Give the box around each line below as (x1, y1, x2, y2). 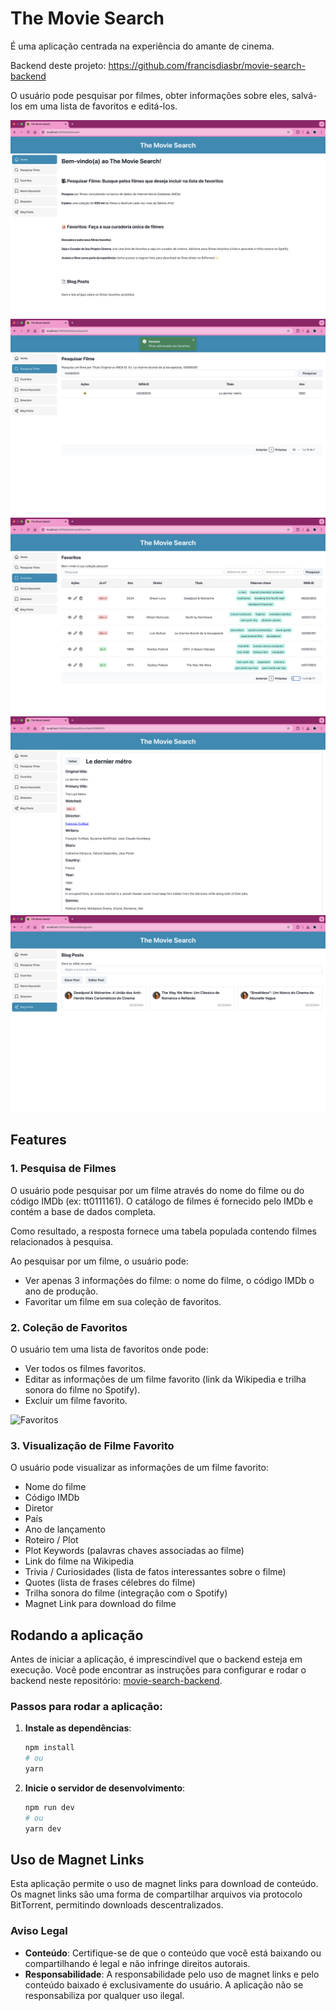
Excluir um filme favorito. (24, 1394, 128, 1406)
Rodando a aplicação (10, 1627, 144, 1644)
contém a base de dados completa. (10, 1205, 157, 1217)
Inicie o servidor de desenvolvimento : (24, 1782, 186, 1794)
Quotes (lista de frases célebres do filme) (24, 1577, 196, 1589)
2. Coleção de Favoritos (10, 1320, 128, 1334)
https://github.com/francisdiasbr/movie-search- (108, 59, 306, 71)
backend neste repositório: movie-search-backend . (10, 1675, 223, 1687)
